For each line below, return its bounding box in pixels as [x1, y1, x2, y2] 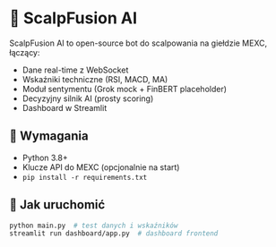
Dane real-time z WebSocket [22, 64, 129, 75]
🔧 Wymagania [9, 129, 89, 144]
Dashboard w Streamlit [22, 102, 108, 113]
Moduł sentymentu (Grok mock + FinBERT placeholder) [22, 83, 227, 94]
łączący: [9, 47, 40, 57]
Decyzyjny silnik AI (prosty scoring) [22, 93, 154, 104]
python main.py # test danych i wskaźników [9, 221, 178, 230]
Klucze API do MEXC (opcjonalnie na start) [22, 161, 180, 173]
